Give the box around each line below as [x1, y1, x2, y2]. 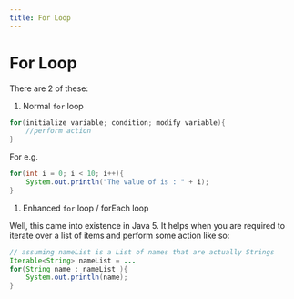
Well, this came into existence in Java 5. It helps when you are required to [9, 220, 285, 231]
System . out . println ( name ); [25, 273, 128, 283]
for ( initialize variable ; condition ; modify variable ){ [9, 118, 226, 128]
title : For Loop [9, 13, 71, 23]
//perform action [25, 127, 92, 136]
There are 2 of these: [9, 83, 89, 94]
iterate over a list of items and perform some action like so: [9, 230, 230, 241]
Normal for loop [22, 100, 84, 111]
